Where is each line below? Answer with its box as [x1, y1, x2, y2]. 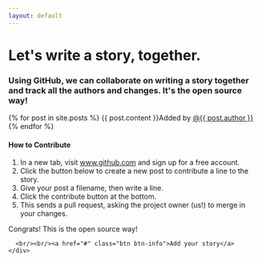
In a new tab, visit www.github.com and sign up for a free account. [19, 158, 240, 167]
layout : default [8, 11, 62, 20]
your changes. [19, 209, 68, 219]
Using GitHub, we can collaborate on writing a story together [8, 75, 250, 86]
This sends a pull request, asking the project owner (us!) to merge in [19, 200, 246, 210]
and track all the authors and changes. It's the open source [8, 85, 243, 96]
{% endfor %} [8, 122, 54, 131]
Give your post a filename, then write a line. [19, 183, 164, 193]
